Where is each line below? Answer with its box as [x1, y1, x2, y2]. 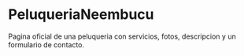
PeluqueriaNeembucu [8, 6, 154, 24]
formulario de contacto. [8, 39, 85, 49]
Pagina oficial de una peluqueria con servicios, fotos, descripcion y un [8, 32, 236, 41]
